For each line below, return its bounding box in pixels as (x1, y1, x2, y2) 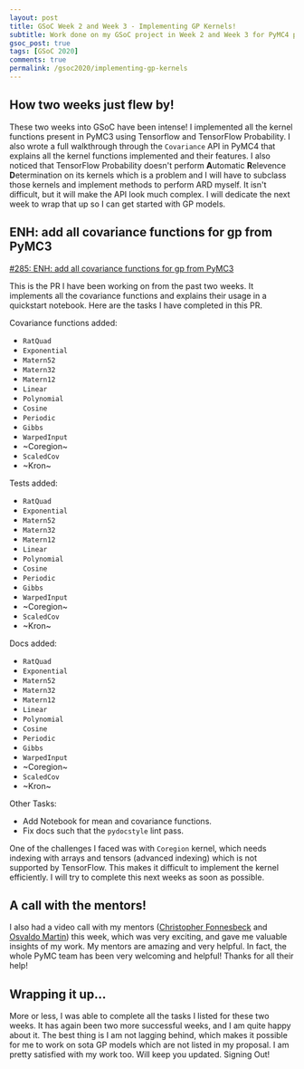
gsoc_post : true (9, 38, 71, 48)
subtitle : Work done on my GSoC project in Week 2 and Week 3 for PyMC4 (9, 30, 290, 39)
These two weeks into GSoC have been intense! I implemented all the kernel (9, 121, 293, 132)
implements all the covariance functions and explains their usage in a (9, 290, 267, 301)
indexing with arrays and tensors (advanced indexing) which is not (9, 852, 258, 863)
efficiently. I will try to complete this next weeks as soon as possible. (9, 872, 265, 882)
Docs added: (9, 638, 57, 649)
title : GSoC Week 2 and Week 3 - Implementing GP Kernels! (9, 22, 237, 31)
